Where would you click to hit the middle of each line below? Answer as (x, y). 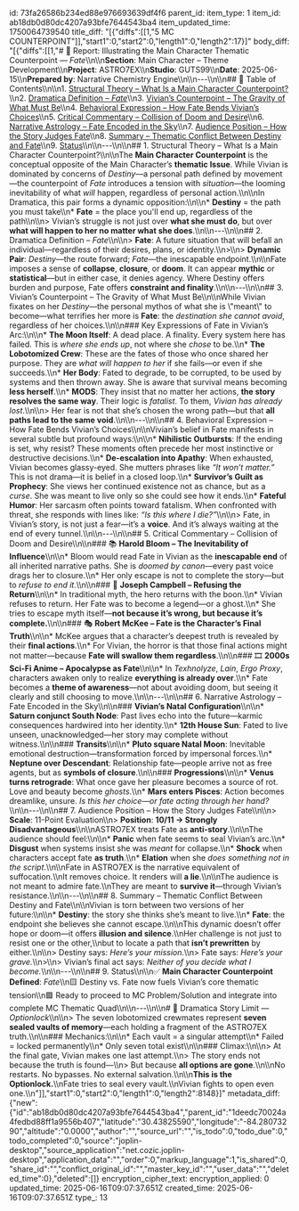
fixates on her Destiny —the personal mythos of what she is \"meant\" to (141, 306)
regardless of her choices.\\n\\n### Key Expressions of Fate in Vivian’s (139, 325)
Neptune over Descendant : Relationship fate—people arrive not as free (141, 763)
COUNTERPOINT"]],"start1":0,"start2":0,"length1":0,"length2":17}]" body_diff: (149, 41)
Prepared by (50, 79)
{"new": (24, 1103)
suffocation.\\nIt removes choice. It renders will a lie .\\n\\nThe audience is (144, 876)
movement (263, 174)
